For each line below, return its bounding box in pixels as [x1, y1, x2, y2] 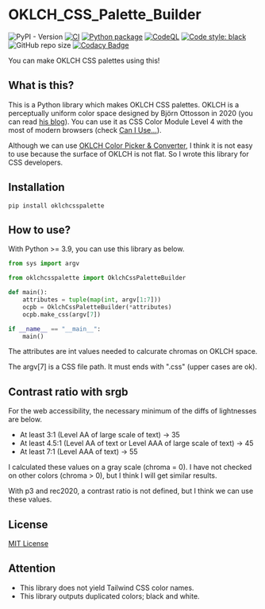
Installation [8, 180, 65, 194]
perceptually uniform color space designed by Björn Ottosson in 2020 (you [8, 108, 254, 118]
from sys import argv [8, 260, 80, 268]
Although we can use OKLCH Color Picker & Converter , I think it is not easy [8, 141, 253, 150]
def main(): [8, 289, 48, 297]
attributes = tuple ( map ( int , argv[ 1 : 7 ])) [22, 296, 161, 304]
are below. [8, 415, 42, 425]
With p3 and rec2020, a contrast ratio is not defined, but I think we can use [8, 487, 254, 496]
